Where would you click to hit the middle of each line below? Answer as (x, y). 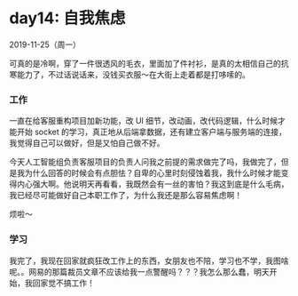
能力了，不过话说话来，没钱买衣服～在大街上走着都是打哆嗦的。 (133, 74)
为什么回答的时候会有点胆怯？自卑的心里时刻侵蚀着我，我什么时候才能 (153, 173)
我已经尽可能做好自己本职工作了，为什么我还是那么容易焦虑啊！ (125, 196)
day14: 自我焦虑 (67, 18)
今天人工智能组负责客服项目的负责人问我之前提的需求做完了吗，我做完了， (145, 162)
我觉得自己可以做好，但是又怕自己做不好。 (87, 143)
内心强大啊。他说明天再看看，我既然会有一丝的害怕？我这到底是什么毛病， (153, 184)
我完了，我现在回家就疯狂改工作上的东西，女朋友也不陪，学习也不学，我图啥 (149, 260)
